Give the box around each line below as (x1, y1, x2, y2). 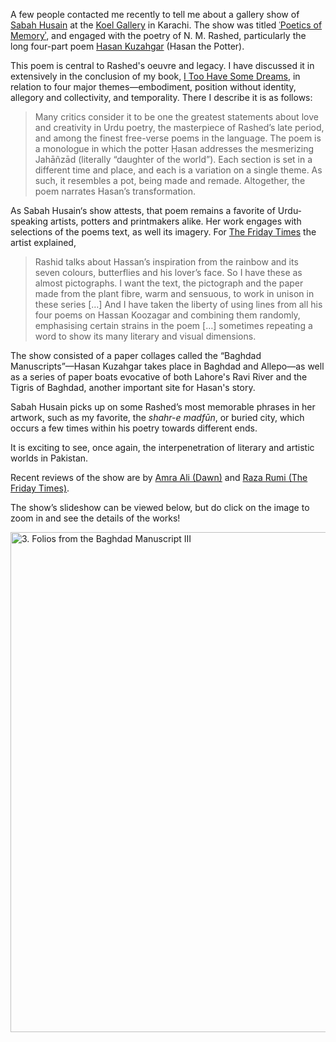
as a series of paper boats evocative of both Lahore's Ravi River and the (10, 371, 308, 383)
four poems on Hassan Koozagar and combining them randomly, (34, 309, 301, 321)
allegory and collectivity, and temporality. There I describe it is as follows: (10, 92, 313, 103)
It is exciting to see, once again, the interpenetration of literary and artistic (10, 442, 315, 453)
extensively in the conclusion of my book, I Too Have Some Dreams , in (10, 70, 301, 82)
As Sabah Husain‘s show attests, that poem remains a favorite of (10, 205, 276, 216)
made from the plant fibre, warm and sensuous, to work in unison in (34, 288, 315, 299)
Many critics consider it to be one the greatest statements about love (34, 111, 319, 123)
